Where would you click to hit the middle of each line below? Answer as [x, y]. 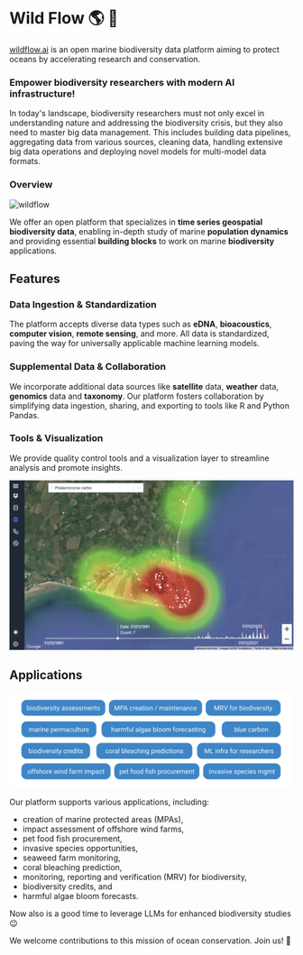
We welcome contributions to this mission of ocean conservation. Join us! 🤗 [150, 941]
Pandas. [24, 415]
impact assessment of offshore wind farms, [103, 829]
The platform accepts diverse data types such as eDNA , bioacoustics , [141, 324]
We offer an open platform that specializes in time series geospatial [136, 222]
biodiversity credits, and [67, 886]
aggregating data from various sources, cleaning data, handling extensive [146, 142]
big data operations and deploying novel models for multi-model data [138, 152]
